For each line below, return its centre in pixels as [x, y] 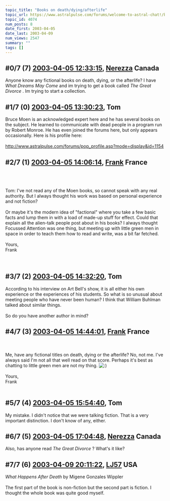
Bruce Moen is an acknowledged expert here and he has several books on [83, 119]
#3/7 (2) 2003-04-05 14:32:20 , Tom [64, 277]
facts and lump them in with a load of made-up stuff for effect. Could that [82, 218]
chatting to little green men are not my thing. [51, 365]
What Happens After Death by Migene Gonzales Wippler [64, 477]
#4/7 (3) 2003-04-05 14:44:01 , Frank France [78, 332]
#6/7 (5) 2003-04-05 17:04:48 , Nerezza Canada [83, 436]
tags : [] [14, 48]
